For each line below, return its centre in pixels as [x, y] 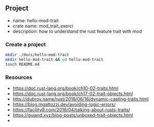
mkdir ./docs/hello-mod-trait [37, 55]
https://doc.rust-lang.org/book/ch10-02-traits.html [65, 89]
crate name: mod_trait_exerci [43, 26]
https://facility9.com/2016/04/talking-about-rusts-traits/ [71, 110]
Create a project [25, 44]
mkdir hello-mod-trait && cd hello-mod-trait [54, 59]
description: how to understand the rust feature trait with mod [77, 31]
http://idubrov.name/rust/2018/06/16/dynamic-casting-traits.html [81, 99]
